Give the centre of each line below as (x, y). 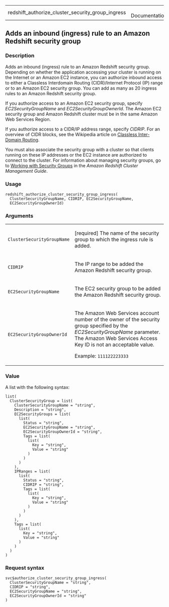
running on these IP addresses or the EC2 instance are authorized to (76, 155)
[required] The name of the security (117, 233)
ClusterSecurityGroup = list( (41, 401)
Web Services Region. (28, 119)
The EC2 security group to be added (118, 289)
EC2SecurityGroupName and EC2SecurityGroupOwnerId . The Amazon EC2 (83, 108)
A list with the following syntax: (37, 387)
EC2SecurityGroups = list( (43, 414)
